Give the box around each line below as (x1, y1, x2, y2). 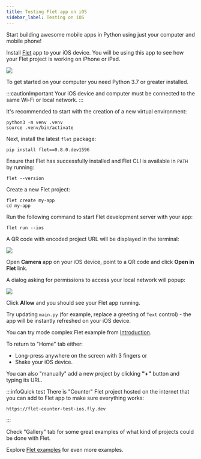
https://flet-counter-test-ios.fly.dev (6, 406, 106, 412)
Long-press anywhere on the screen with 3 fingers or (14, 352, 148, 359)
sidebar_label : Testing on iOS (6, 14, 85, 20)
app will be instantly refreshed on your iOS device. (6, 317, 131, 324)
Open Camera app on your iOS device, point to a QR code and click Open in (6, 258, 194, 265)
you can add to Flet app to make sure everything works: (6, 394, 145, 401)
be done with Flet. (6, 434, 51, 442)
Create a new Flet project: (6, 185, 70, 193)
